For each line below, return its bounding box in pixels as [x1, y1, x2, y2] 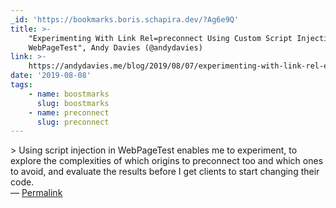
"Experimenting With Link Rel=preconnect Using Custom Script [28, 33, 293, 43]
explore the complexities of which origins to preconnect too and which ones [10, 155, 324, 167]
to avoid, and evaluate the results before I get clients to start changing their [10, 166, 320, 178]
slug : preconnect [36, 117, 110, 127]
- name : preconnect [28, 107, 110, 118]
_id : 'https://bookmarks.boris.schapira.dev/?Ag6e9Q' [10, 14, 240, 25]
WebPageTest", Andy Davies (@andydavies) [28, 42, 203, 53]
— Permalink [10, 187, 63, 199]
